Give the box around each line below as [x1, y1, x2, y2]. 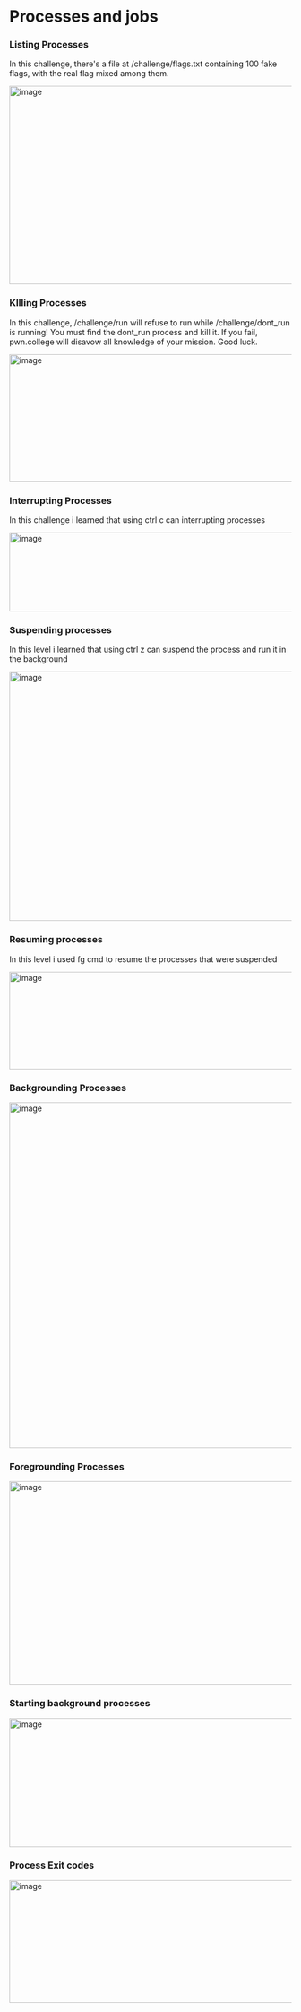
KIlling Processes [9, 297, 87, 309]
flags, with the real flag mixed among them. [9, 68, 169, 79]
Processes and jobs [9, 6, 159, 27]
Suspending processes [9, 624, 112, 636]
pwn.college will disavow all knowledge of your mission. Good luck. [9, 336, 258, 347]
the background [9, 654, 69, 664]
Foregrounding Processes [9, 1460, 125, 1472]
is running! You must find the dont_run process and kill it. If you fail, [9, 326, 258, 337]
